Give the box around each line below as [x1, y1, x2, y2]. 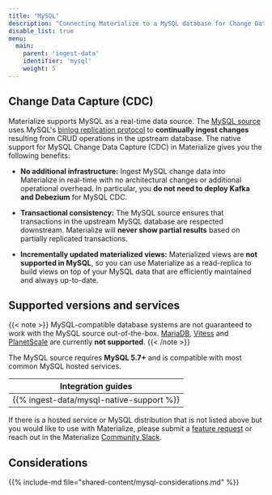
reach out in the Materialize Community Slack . [8, 433, 163, 442]
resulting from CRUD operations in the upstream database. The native [8, 133, 241, 143]
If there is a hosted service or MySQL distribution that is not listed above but [8, 415, 263, 425]
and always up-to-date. [19, 275, 99, 284]
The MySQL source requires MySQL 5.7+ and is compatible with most [8, 353, 242, 363]
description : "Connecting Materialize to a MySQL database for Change [8, 19, 252, 28]
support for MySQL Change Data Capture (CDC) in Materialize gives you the [8, 142, 262, 151]
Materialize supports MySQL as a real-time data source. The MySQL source [8, 116, 261, 126]
